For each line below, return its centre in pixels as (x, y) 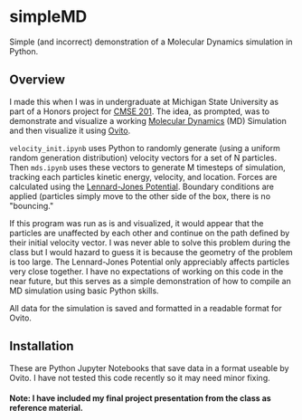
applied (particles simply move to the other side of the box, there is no (140, 196)
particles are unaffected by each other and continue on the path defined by (150, 233)
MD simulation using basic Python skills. (85, 291)
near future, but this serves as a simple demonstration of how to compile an (150, 281)
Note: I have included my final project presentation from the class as (140, 398)
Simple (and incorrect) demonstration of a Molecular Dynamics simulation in (151, 42)
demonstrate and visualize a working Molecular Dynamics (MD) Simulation (148, 120)
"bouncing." (32, 205)
